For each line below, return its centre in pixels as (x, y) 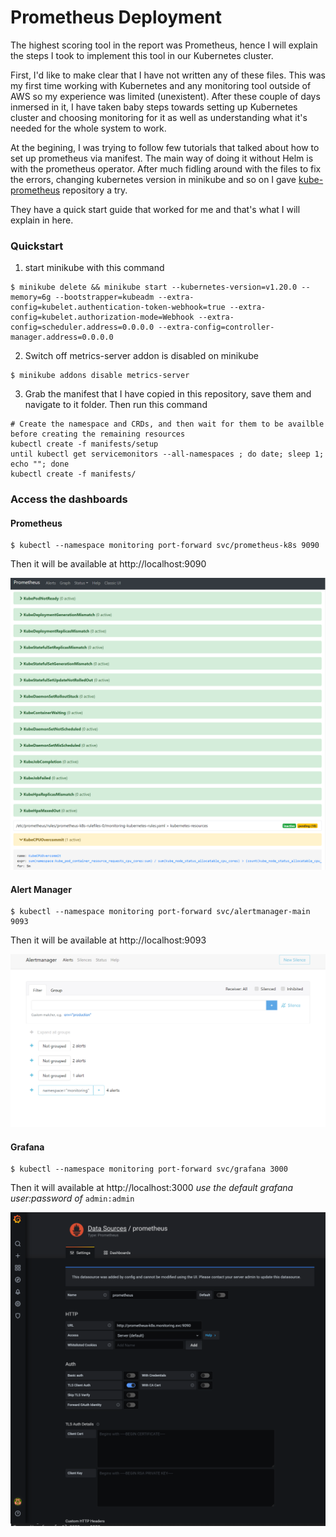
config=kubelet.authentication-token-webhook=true (118, 307)
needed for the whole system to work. (88, 128)
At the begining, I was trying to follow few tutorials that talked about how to (165, 147)
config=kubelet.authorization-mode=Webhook (102, 317)
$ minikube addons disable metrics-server (100, 376)
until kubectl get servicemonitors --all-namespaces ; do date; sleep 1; (167, 454)
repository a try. (95, 190)
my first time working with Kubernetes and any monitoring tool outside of (161, 85)
